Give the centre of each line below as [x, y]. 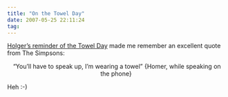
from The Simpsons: [36, 53]
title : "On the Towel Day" [46, 13]
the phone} [116, 74]
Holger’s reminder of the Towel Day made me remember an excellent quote [114, 46]
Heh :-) [17, 87]
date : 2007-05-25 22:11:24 [46, 20]
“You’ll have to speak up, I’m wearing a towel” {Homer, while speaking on [117, 67]
